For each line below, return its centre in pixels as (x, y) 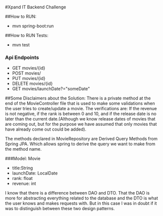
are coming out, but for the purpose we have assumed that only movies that (81, 124)
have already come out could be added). (46, 129)
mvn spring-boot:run (33, 26)
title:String (22, 168)
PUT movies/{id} (29, 79)
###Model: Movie (23, 158)
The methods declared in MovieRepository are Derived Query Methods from (81, 139)
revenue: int (24, 184)
